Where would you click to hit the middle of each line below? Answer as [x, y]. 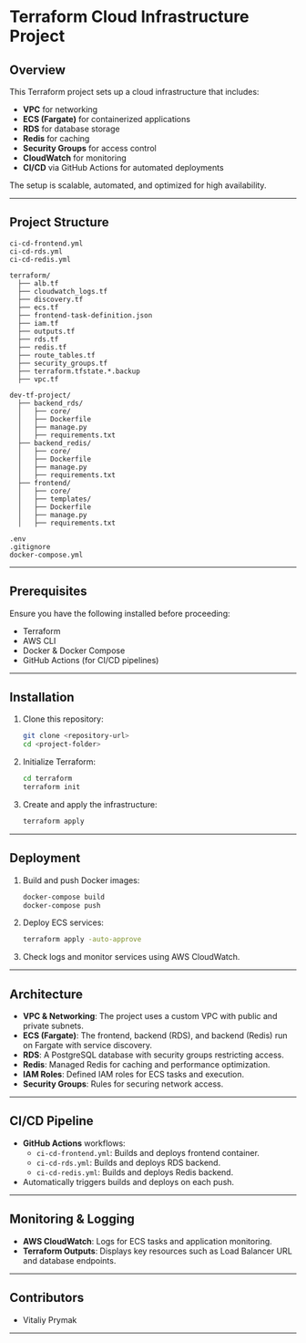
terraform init [51, 787]
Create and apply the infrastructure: [90, 804]
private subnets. [53, 1026]
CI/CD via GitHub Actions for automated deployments [123, 167]
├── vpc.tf [38, 379]
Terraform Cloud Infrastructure [129, 17]
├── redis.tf [42, 347]
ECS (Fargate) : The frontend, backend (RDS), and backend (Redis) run [155, 1036]
